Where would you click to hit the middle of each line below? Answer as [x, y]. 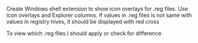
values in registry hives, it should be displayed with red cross [83, 21]
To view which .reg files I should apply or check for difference [84, 33]
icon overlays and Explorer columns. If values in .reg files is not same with [99, 15]
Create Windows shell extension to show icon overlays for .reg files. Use [97, 9]
